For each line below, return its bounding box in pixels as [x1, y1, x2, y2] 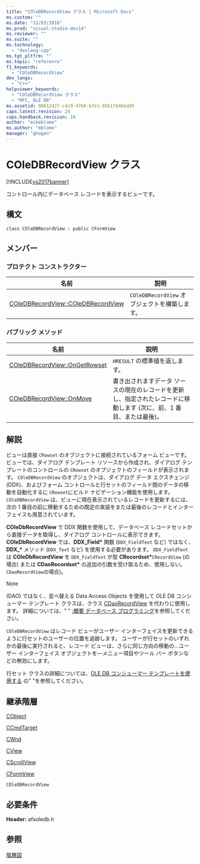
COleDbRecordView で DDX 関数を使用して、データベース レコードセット [6, 523, 187, 531]
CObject [6, 713, 27, 720]
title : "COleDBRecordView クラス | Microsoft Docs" [6, 8, 135, 15]
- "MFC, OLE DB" [11, 97, 52, 103]
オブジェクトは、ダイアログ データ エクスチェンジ [67, 474, 190, 481]
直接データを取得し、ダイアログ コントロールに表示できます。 [11, 531, 164, 538]
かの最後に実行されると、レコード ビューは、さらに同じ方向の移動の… [6, 642, 179, 650]
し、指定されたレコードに [112, 394, 185, 403]
